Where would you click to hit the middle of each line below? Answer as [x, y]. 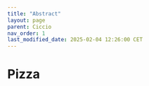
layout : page [26, 20]
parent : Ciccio [30, 27]
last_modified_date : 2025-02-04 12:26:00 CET [75, 40]
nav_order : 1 [26, 33]
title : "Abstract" [34, 14]
